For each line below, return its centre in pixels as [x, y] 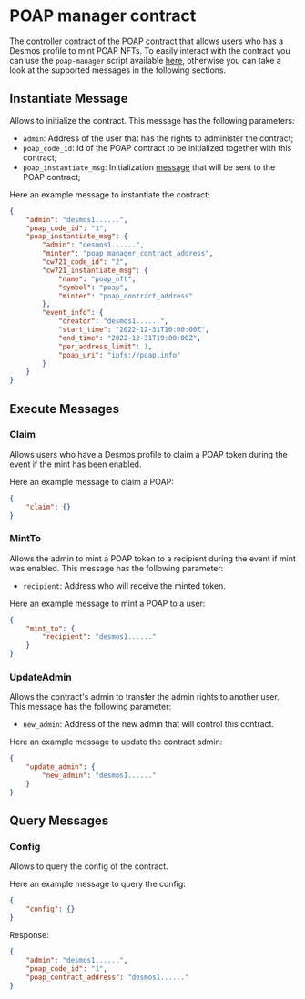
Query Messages [59, 821]
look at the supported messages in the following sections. [117, 70]
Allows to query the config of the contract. [89, 866]
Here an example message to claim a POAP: [92, 481]
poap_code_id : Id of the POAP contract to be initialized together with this [157, 147]
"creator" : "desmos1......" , [113, 321]
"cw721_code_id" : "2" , [85, 262]
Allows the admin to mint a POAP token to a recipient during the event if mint [152, 558]
